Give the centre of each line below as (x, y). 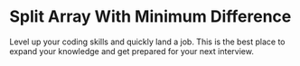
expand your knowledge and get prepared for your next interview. (132, 51)
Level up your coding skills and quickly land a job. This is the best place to (147, 42)
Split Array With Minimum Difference (150, 17)
